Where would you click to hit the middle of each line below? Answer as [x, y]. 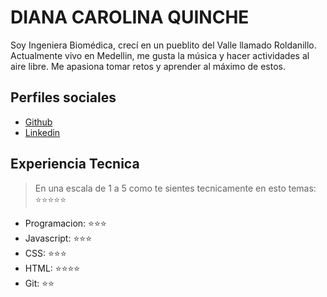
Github [38, 122]
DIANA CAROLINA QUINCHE [130, 17]
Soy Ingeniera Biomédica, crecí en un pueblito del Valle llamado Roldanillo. [163, 45]
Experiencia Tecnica [75, 164]
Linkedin [42, 132]
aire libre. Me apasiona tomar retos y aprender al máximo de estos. [148, 66]
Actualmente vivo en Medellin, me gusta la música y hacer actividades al [160, 55]
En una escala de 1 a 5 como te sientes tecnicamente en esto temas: [175, 188]
